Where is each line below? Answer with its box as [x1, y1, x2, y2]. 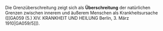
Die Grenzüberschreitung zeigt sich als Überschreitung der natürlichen [5, 5, 151, 10]
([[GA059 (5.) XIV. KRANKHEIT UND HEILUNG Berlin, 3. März [5, 15, 129, 21]
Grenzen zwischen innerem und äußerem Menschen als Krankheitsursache [5, 10, 158, 16]
